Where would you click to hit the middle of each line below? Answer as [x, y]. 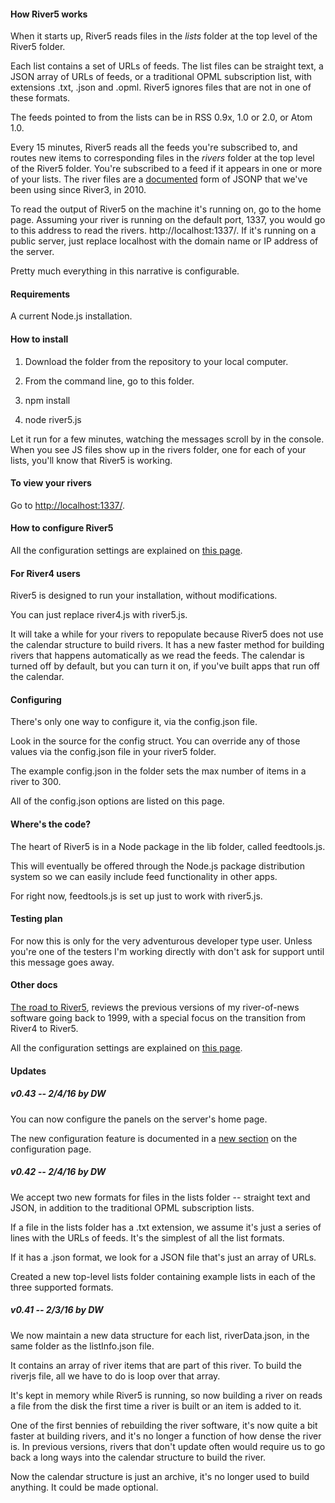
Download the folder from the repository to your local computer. [156, 361]
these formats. [40, 98]
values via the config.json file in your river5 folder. [113, 752]
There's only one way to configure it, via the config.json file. [134, 722]
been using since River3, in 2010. [78, 190]
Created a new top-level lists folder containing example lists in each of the [163, 1276]
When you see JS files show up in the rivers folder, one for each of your [158, 449]
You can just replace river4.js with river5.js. [99, 615]
